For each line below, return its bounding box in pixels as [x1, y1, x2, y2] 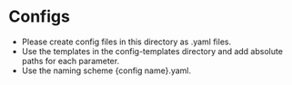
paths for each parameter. [21, 55, 120, 66]
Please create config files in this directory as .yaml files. [21, 36, 232, 47]
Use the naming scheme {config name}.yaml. [21, 65, 192, 76]
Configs [8, 6, 70, 27]
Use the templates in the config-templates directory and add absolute [21, 45, 284, 56]
